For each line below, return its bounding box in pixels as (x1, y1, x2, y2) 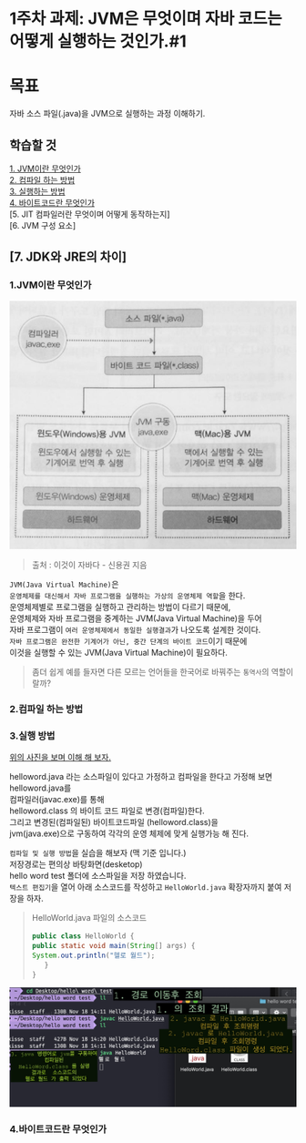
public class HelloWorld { (31, 932, 135, 941)
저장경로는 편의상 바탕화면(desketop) (9, 859, 143, 870)
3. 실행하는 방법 (9, 186, 66, 197)
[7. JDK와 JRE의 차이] (9, 250, 127, 265)
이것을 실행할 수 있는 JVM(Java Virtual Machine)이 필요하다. (9, 647, 228, 658)
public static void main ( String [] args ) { (31, 942, 196, 951)
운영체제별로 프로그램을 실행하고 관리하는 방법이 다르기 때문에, (9, 601, 231, 612)
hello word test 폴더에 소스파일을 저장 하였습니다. (9, 871, 187, 882)
